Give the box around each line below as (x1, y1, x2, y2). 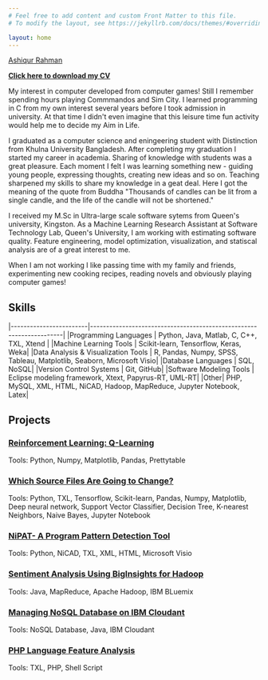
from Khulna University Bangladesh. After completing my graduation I (8, 145, 237, 154)
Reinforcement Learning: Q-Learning (8, 437, 155, 448)
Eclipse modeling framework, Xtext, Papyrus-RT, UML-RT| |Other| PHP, (8, 373, 242, 382)
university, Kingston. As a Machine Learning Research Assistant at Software (8, 219, 258, 229)
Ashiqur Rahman (8, 55, 63, 65)
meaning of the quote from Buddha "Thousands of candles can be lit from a (8, 187, 258, 197)
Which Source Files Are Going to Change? (8, 475, 174, 486)
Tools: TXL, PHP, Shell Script (8, 663, 103, 673)
